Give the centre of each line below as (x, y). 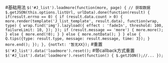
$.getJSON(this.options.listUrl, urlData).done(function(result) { (78, 12)
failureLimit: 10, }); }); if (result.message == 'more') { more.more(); (85, 30)
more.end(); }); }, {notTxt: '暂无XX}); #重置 (54, 44)
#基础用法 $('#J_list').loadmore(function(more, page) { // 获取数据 (78, 7)
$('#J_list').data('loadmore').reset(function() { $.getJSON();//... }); (85, 55)
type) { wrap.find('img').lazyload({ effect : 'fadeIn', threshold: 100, (85, 25)
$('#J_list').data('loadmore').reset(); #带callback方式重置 (70, 50)
